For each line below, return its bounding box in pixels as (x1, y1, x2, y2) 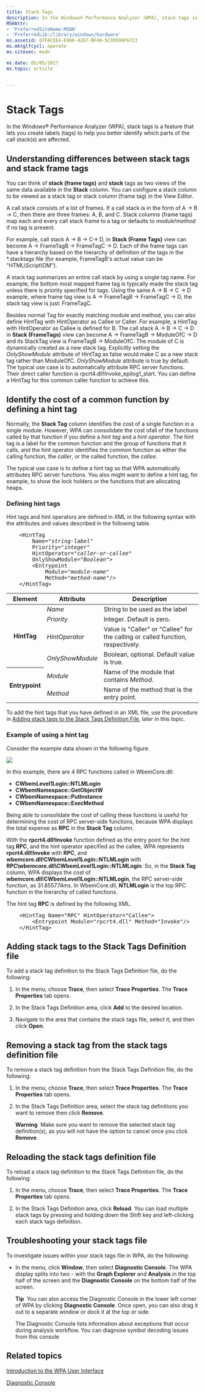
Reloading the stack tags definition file (6, 1152, 157, 1162)
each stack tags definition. (15, 1218, 82, 1225)
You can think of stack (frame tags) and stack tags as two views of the (6, 179, 186, 187)
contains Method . (103, 675, 154, 684)
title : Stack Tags (6, 9, 53, 15)
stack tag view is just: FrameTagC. (6, 299, 93, 307)
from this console (15, 1333, 60, 1340)
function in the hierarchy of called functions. (6, 888, 118, 895)
